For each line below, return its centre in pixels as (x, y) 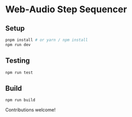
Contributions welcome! (30, 110)
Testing (18, 61)
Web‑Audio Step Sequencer (66, 9)
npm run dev (18, 44)
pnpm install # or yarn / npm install (47, 40)
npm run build (20, 100)
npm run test (19, 73)
